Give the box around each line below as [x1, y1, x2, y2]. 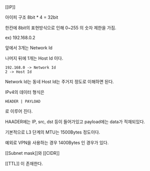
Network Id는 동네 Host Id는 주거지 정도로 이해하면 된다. [5, 79, 114, 84]
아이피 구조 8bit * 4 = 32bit [5, 14, 59, 20]
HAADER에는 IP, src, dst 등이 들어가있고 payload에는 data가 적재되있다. [5, 119, 145, 125]
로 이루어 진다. [5, 108, 33, 114]
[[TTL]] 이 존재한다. [5, 161, 43, 167]
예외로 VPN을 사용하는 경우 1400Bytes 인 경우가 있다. [5, 140, 109, 145]
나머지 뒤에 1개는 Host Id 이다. [5, 55, 63, 61]
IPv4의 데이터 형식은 [5, 89, 45, 95]
